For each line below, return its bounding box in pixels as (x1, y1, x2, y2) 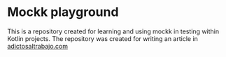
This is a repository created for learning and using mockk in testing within (7, 27, 219, 35)
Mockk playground (7, 4, 119, 20)
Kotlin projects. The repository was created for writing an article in (7, 34, 198, 42)
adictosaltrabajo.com (7, 42, 69, 50)
